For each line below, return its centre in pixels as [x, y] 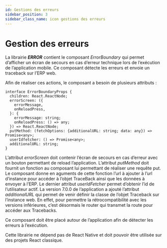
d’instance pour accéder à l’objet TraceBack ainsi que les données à [75, 179]
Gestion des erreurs [47, 43]
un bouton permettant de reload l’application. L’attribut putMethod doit [77, 163]
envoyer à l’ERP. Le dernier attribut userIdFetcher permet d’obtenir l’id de [80, 184]
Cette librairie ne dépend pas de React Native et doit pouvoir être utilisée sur [83, 235]
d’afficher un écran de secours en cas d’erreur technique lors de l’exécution [83, 63]
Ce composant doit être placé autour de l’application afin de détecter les [79, 220]
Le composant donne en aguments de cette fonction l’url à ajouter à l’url [79, 173]
